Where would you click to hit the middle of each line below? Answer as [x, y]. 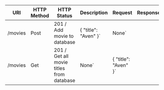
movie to [64, 36]
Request [123, 13]
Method [40, 16]
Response [149, 13]
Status [65, 16]
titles [59, 68]
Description [94, 13]
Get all [61, 56]
